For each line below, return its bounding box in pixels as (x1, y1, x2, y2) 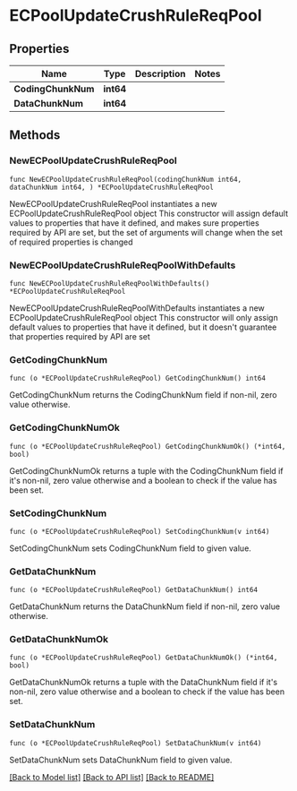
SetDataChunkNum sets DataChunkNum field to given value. (9, 754, 233, 765)
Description (134, 68, 186, 80)
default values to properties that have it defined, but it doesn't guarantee (9, 322, 277, 332)
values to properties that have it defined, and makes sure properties (9, 217, 259, 228)
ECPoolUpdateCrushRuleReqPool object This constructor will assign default (9, 208, 289, 219)
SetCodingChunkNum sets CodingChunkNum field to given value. (9, 543, 252, 554)
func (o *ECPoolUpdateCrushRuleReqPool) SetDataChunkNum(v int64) (9, 738, 262, 748)
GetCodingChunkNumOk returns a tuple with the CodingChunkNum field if (9, 465, 284, 476)
